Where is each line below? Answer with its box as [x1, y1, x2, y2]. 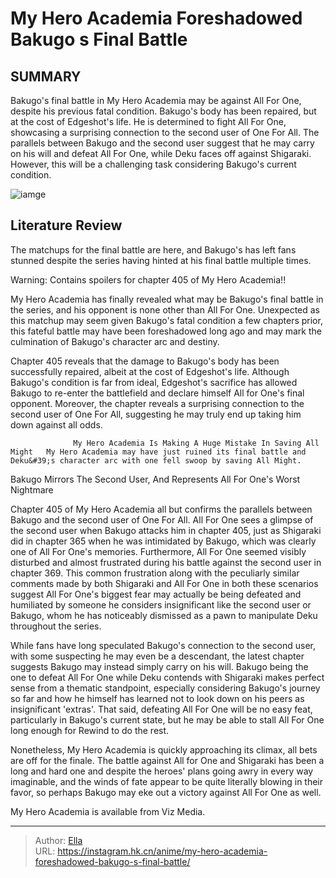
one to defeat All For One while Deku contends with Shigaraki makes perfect [10, 671, 325, 683]
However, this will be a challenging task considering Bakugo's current [10, 158, 297, 170]
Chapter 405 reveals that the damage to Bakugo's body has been [10, 355, 280, 367]
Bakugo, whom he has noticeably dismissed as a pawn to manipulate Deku [10, 609, 318, 621]
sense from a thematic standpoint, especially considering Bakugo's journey [10, 682, 321, 694]
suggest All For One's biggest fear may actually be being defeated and [10, 588, 302, 600]
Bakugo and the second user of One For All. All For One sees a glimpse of [10, 513, 314, 526]
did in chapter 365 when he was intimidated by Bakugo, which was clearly [10, 535, 317, 547]
